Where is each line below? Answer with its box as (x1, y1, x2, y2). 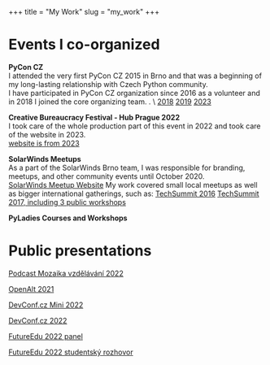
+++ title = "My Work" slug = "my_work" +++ (8, 7, 160, 16)
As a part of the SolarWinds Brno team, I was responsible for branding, (8, 163, 246, 172)
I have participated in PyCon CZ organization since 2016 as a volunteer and (8, 88, 260, 98)
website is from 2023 (8, 138, 80, 148)
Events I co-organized (8, 36, 160, 54)
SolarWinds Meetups (8, 154, 81, 163)
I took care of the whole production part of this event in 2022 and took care (8, 121, 261, 131)
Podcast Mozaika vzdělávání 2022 (8, 268, 124, 278)
